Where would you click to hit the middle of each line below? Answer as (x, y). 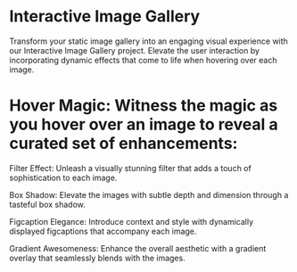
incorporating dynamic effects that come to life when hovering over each (143, 60)
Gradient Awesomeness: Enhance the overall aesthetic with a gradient (138, 248)
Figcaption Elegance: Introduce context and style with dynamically (132, 221)
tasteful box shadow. (48, 204)
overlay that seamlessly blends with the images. (97, 258)
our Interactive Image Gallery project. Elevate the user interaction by (135, 50)
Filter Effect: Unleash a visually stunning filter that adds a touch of (130, 168)
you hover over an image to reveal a (144, 124)
